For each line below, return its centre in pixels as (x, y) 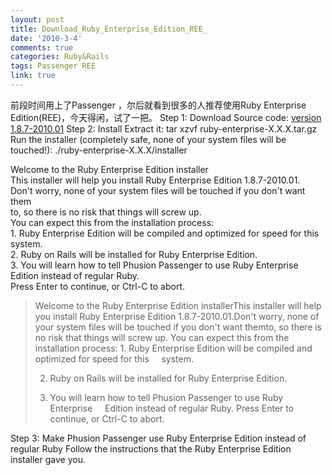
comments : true (42, 47)
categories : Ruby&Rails (60, 57)
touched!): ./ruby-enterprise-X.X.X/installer (99, 150)
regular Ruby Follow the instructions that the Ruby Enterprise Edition (151, 448)
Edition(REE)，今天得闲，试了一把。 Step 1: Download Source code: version (166, 117)
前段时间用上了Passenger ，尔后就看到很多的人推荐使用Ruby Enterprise (158, 105)
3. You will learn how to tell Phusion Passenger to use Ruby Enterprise (154, 265)
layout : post (37, 19)
